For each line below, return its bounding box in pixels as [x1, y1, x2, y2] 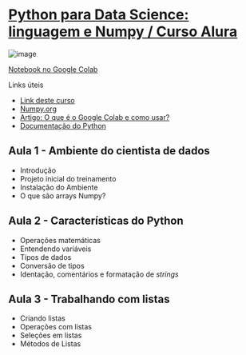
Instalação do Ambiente [19, 182, 98, 192]
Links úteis [8, 80, 44, 90]
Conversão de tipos [19, 261, 85, 270]
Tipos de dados [19, 252, 72, 261]
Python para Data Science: [8, 6, 189, 24]
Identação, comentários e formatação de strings [19, 269, 179, 279]
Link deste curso [19, 95, 75, 105]
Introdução [19, 166, 57, 175]
